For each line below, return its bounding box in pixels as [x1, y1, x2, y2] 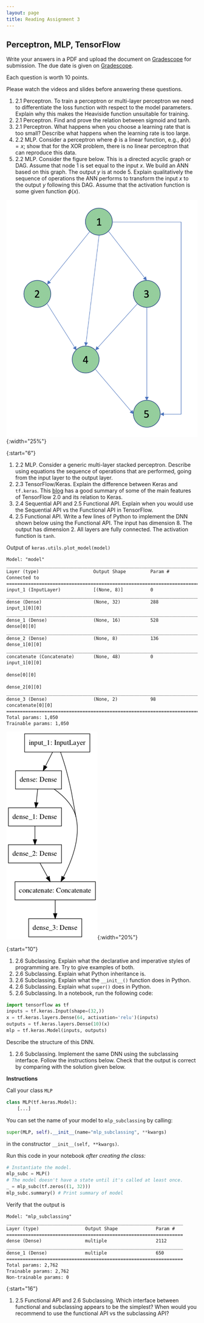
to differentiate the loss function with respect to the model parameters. [15, 104, 192, 111]
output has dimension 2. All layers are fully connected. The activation [15, 526, 189, 533]
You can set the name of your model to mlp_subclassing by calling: [6, 1116, 173, 1124]
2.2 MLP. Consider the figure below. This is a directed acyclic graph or [15, 156, 191, 163]
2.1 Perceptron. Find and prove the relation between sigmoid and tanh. [15, 117, 191, 124]
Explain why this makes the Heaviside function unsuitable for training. [15, 110, 189, 118]
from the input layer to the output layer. [15, 474, 114, 481]
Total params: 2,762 [6, 1262, 59, 1268]
